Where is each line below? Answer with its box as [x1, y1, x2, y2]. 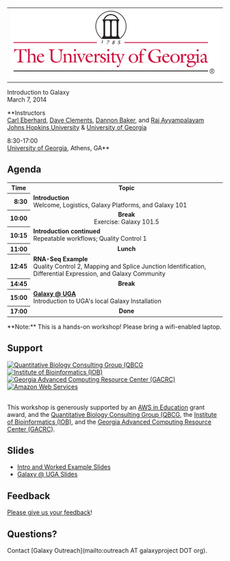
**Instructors [7, 108, 46, 117]
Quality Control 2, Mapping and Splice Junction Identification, [33, 262, 207, 270]
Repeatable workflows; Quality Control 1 [33, 235, 147, 243]
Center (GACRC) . [7, 425, 55, 433]
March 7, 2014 [7, 95, 47, 104]
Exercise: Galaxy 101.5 [93, 217, 159, 226]
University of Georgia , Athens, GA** [7, 143, 110, 152]
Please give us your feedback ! [7, 508, 92, 516]
